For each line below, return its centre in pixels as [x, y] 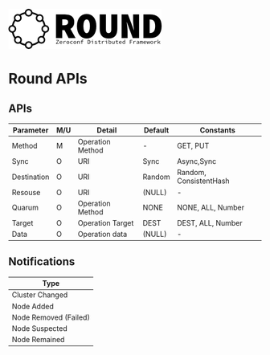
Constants [217, 130]
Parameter [31, 130]
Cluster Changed [40, 295]
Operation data [102, 235]
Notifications [42, 262]
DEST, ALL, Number [209, 223]
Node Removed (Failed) [51, 317]
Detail [107, 130]
